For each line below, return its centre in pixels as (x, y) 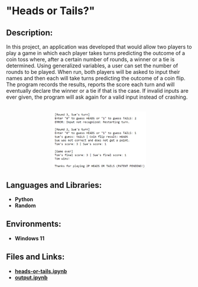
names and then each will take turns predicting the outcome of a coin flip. (96, 78)
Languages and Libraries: (54, 185)
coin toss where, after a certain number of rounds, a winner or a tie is (90, 59)
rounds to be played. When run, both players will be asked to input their (93, 72)
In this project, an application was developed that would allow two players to (99, 47)
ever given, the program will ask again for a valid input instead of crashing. (97, 97)
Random (25, 206)
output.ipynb (31, 277)
